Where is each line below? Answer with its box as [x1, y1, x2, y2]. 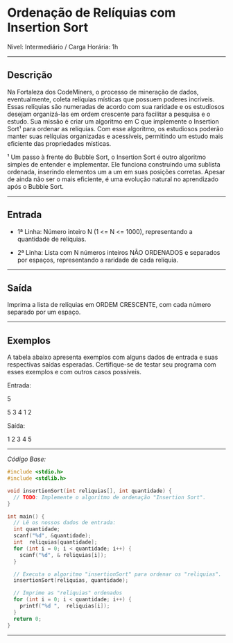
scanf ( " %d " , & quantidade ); [13, 533, 92, 540]
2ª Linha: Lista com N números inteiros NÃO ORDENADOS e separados [17, 248, 221, 256]
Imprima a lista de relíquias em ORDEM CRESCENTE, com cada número [7, 301, 212, 309]
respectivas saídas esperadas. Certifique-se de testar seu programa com [7, 360, 216, 369]
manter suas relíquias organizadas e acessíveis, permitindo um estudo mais [7, 132, 223, 140]
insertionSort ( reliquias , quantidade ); [13, 577, 129, 584]
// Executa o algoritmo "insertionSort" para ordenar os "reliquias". [13, 571, 222, 578]
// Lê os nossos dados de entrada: [13, 519, 116, 526]
